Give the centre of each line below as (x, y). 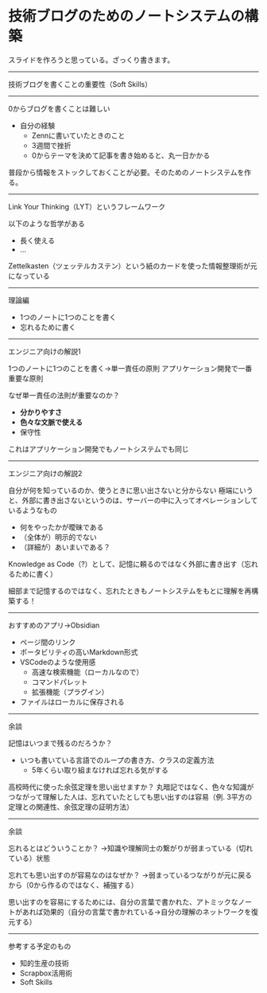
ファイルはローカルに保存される (72, 702)
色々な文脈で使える (51, 422)
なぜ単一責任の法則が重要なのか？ (64, 395)
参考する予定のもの (40, 946)
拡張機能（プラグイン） (70, 692)
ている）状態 (29, 858)
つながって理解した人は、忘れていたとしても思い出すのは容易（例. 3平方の (130, 796)
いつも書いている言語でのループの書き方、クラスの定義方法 (117, 760)
